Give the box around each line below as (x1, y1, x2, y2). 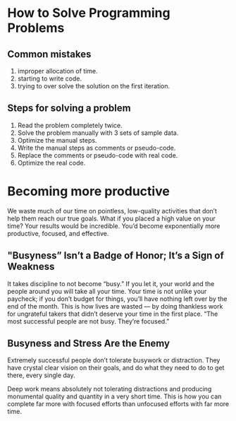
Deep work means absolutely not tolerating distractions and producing (7, 385, 212, 393)
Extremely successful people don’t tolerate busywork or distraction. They (7, 356, 221, 364)
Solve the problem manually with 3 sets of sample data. (17, 129, 179, 137)
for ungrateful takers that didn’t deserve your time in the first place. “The (7, 309, 218, 318)
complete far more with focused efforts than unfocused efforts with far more (7, 400, 230, 408)
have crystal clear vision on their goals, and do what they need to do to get (7, 364, 225, 372)
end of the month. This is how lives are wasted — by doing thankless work (7, 302, 223, 310)
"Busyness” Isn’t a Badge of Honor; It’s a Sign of (7, 249, 224, 262)
